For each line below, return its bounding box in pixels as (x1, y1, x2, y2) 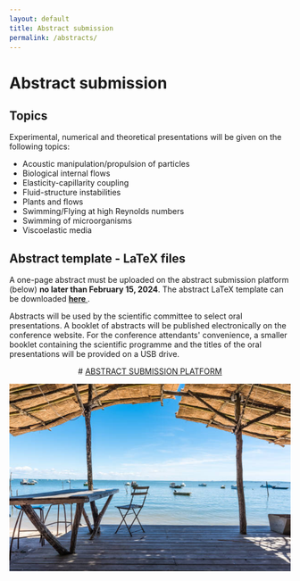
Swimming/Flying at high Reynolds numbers (21, 206, 185, 217)
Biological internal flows (21, 168, 111, 178)
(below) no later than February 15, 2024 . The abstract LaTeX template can (9, 284, 284, 295)
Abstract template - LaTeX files (9, 251, 186, 266)
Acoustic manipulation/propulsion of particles (21, 159, 190, 170)
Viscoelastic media (21, 225, 92, 236)
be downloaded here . (9, 294, 91, 304)
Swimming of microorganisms (21, 215, 132, 227)
